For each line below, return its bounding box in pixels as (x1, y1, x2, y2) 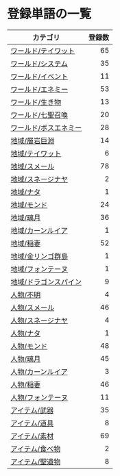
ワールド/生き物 (10, 97, 62, 107)
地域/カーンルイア (10, 225, 68, 235)
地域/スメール (10, 162, 55, 171)
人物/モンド (10, 341, 48, 351)
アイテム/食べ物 (10, 444, 61, 453)
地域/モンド (10, 200, 48, 210)
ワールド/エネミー (10, 84, 69, 94)
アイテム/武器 (10, 405, 54, 415)
